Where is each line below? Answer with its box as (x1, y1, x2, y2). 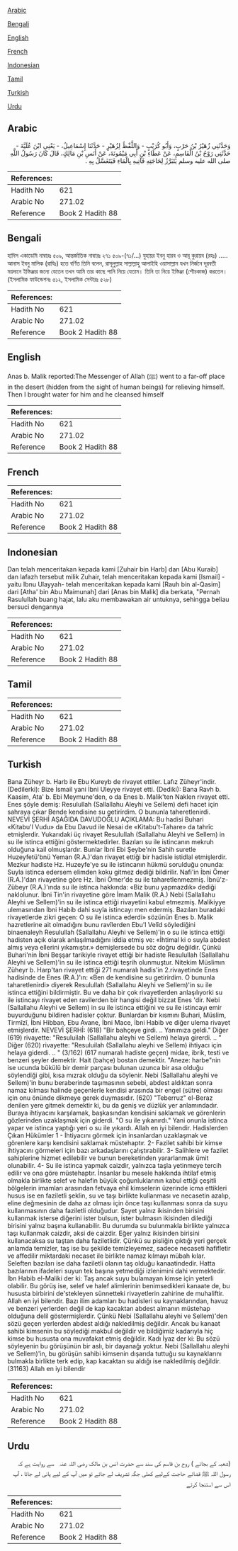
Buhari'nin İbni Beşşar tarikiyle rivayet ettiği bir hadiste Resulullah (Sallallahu (7, 950, 229, 959)
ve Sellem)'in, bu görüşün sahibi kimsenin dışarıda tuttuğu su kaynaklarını (7, 1349, 222, 1358)
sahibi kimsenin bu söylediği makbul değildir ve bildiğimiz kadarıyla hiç (7, 1326, 214, 1335)
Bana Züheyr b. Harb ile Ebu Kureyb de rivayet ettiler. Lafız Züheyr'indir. (7, 777, 217, 785)
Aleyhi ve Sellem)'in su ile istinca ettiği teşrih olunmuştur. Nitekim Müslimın (7, 958, 225, 966)
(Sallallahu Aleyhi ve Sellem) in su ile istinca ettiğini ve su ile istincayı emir (7, 1003, 222, 1011)
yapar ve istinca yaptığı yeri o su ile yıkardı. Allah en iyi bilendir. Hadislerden (7, 1123, 229, 1132)
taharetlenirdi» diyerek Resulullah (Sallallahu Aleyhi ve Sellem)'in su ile (7, 980, 212, 989)
